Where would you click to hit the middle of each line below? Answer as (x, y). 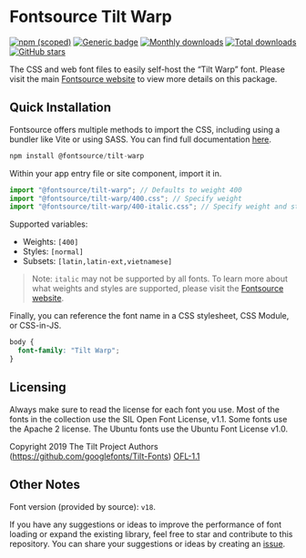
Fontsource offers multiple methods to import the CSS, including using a (145, 129)
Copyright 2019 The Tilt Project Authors (84, 446)
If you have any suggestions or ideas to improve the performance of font (146, 524)
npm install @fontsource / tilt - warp (77, 156)
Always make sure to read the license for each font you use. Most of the (145, 409)
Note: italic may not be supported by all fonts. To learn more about (160, 279)
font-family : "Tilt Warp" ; (69, 351)
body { (22, 342)
